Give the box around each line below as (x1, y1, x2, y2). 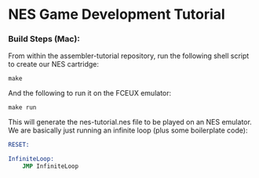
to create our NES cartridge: (8, 60, 100, 69)
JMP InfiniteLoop (22, 162, 79, 170)
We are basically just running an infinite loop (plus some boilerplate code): (8, 125, 248, 135)
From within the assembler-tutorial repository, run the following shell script (8, 51, 250, 60)
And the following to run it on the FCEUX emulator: (8, 89, 172, 98)
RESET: (8, 141, 30, 149)
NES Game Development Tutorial (8, 5, 225, 24)
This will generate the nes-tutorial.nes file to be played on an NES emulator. (8, 118, 253, 127)
